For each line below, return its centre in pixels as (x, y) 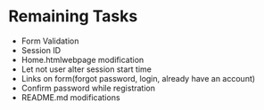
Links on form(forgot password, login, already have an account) (138, 78)
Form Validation (50, 41)
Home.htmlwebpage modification (82, 59)
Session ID (41, 50)
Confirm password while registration (88, 88)
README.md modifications (71, 97)
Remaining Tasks (73, 16)
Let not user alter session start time (87, 69)
